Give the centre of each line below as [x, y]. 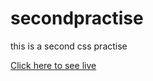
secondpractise [77, 18]
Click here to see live [53, 65]
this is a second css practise [69, 46]
